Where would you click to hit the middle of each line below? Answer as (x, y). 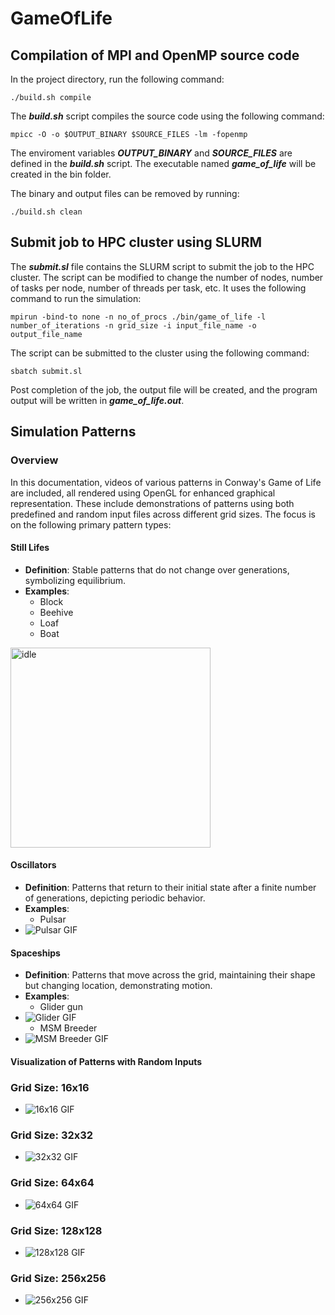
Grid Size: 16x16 (50, 1087)
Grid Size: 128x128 (56, 1230)
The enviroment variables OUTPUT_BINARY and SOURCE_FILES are (151, 153)
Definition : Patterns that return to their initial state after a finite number (170, 887)
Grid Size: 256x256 (58, 1278)
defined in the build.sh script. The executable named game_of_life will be (163, 163)
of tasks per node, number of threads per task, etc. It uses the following (158, 288)
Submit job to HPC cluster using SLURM (136, 242)
